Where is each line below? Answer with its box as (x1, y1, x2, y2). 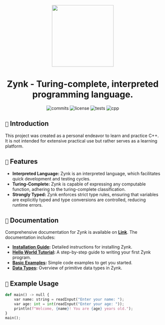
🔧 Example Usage (5, 279, 59, 288)
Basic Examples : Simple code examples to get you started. (12, 260, 132, 266)
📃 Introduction (5, 119, 49, 128)
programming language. (32, 89, 133, 100)
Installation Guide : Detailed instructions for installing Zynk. (12, 244, 132, 250)
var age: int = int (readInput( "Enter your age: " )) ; (14, 301, 125, 306)
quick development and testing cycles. (12, 176, 91, 181)
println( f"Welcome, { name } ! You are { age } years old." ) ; (14, 306, 133, 311)
